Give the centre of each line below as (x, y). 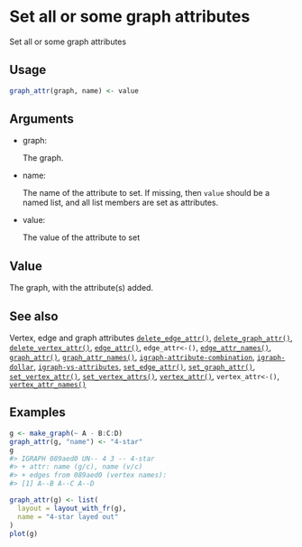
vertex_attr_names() (48, 385)
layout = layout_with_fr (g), (72, 508)
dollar (22, 367)
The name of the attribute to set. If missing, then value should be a (146, 193)
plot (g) (24, 533)
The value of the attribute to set (81, 237)
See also (34, 316)
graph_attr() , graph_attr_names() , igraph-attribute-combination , (132, 357)
